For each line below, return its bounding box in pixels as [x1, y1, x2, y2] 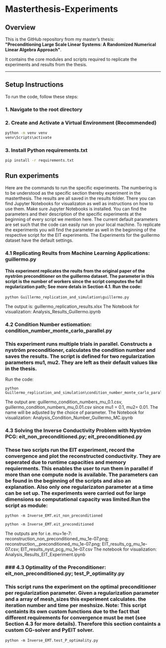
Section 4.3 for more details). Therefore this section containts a [5, 620, 161, 627]
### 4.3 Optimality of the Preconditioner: [5, 564, 106, 571]
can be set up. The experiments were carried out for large [5, 489, 146, 496]
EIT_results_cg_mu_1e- [102, 541, 148, 547]
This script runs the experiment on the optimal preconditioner [5, 583, 157, 590]
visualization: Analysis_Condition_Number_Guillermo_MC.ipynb [5, 415, 133, 421]
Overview [5, 23, 36, 32]
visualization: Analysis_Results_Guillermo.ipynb [5, 308, 101, 314]
